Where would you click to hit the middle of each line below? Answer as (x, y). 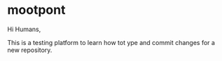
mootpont (36, 10)
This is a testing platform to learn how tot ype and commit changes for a (111, 42)
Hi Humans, (24, 29)
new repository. (30, 50)
